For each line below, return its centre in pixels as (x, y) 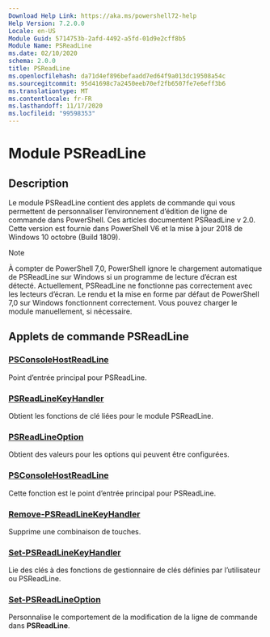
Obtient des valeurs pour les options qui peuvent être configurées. (119, 454)
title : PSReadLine (39, 69)
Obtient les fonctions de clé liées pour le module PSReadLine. (111, 416)
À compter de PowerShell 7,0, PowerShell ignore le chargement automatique (135, 268)
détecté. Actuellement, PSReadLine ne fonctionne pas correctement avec (131, 285)
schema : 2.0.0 (32, 61)
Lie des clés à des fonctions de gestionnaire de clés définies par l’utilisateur (135, 570)
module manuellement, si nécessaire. (70, 311)
